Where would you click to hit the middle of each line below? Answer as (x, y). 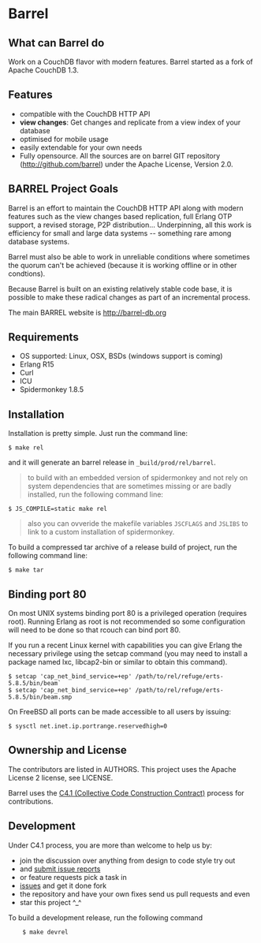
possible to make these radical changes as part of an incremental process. (129, 297)
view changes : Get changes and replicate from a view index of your (130, 122)
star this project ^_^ (50, 902)
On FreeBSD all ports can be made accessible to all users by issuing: (119, 712)
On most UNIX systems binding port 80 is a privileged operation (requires (127, 613)
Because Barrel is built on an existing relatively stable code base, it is (120, 289)
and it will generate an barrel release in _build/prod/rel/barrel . (112, 463)
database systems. (39, 241)
